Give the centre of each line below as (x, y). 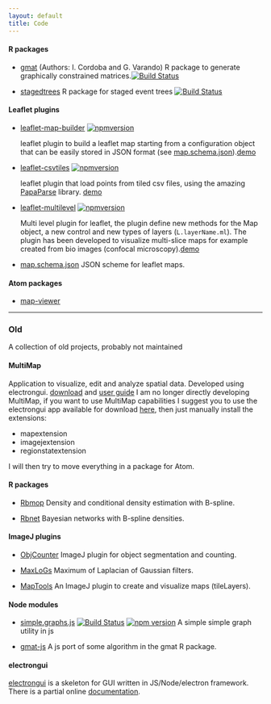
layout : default (35, 16)
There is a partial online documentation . (75, 692)
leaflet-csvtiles (45, 167)
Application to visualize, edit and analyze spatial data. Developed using (126, 383)
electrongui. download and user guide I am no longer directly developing (129, 392)
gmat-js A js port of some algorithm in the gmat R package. (118, 647)
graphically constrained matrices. (75, 75)
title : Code (28, 23)
